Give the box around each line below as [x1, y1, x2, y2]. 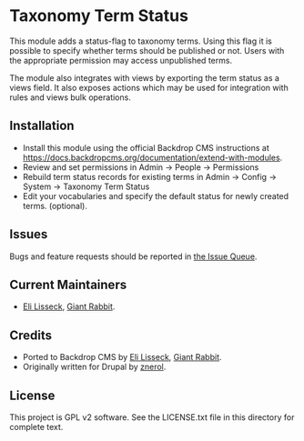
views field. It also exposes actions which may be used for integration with [9, 82, 289, 93]
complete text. [9, 422, 64, 432]
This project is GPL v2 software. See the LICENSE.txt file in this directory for [9, 412, 295, 423]
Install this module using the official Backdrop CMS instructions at [22, 142, 270, 153]
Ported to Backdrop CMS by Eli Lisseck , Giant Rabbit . [22, 352, 222, 363]
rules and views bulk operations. [9, 92, 132, 103]
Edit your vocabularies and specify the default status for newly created [22, 190, 289, 201]
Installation [9, 118, 75, 134]
